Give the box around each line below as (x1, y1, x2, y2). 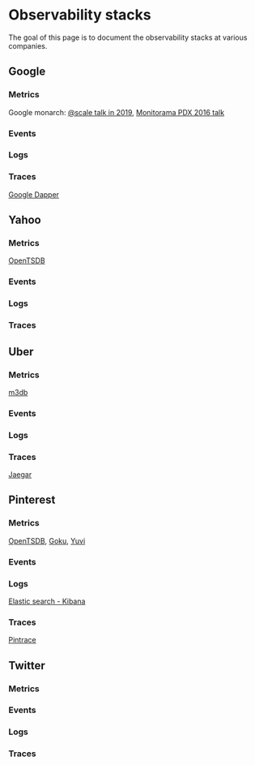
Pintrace (8, 635, 36, 645)
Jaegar (8, 470, 32, 479)
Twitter (8, 659, 46, 673)
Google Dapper (8, 189, 59, 200)
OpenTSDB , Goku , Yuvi (8, 535, 86, 545)
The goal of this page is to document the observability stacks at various (8, 32, 248, 42)
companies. (8, 41, 48, 50)
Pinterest (8, 493, 56, 507)
